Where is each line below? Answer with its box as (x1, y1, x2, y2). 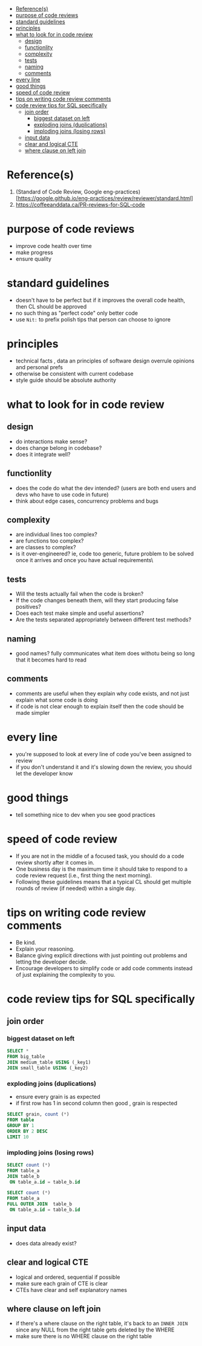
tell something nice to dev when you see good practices (15, 811, 156, 818)
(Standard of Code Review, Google (15, 188, 102, 195)
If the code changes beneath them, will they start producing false (15, 597, 179, 604)
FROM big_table (7, 1054, 45, 1060)
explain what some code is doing (15, 696, 98, 703)
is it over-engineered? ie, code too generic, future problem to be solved (15, 550, 194, 557)
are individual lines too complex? (15, 531, 97, 538)
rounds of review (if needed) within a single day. (15, 885, 136, 892)
